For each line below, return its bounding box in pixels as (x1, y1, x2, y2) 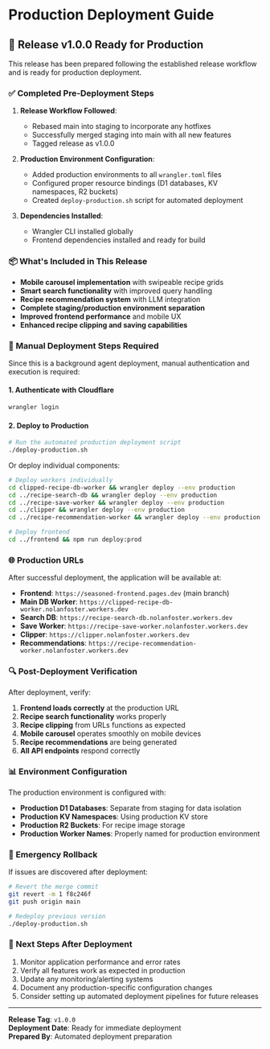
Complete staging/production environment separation (19, 303, 206, 312)
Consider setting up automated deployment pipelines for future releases (19, 991, 259, 1001)
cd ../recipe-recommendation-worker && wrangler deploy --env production (8, 514, 261, 522)
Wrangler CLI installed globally (31, 227, 134, 237)
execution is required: (8, 366, 80, 376)
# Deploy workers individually (8, 476, 113, 484)
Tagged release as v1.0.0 (31, 138, 115, 148)
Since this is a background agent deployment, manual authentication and (8, 358, 250, 368)
